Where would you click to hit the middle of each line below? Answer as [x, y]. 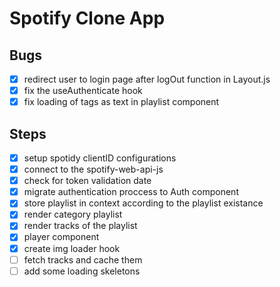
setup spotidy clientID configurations [100, 158]
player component [61, 237]
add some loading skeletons [82, 271]
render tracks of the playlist [80, 226]
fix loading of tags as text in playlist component [121, 102]
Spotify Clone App [87, 18]
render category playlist [73, 214]
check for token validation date [87, 181]
